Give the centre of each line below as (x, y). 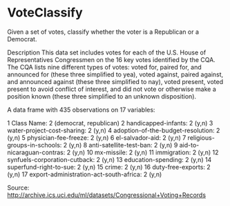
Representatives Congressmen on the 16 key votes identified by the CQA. (111, 59)
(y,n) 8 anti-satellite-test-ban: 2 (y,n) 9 (123, 145)
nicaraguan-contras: (36, 152)
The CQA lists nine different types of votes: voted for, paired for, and (104, 67)
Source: (18, 187)
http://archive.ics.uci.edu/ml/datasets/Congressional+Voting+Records (106, 195)
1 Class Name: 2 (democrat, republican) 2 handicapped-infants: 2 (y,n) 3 (110, 123)
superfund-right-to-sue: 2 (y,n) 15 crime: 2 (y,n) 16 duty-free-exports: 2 (109, 167)
